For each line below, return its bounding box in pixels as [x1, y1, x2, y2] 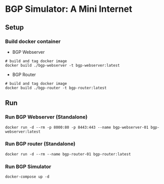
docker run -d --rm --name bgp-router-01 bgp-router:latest [5, 151, 131, 156]
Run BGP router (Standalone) [5, 141, 75, 147]
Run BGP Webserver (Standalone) [5, 113, 88, 120]
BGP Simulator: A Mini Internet [5, 3, 132, 15]
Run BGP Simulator [5, 163, 52, 170]
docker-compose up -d [5, 174, 50, 180]
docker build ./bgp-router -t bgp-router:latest [5, 85, 107, 90]
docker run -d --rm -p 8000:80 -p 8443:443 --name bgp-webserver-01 [5, 125, 149, 130]
